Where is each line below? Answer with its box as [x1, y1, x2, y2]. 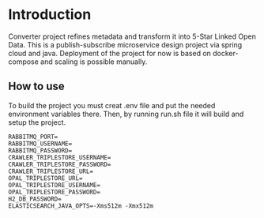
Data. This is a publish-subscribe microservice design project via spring [8, 39, 243, 49]
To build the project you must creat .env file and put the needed [8, 100, 216, 110]
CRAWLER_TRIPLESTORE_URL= [8, 167, 93, 175]
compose [8, 57, 40, 66]
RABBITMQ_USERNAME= [8, 140, 73, 148]
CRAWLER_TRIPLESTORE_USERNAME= [8, 153, 111, 161]
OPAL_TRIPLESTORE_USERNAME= [8, 181, 101, 189]
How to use [8, 80, 65, 93]
